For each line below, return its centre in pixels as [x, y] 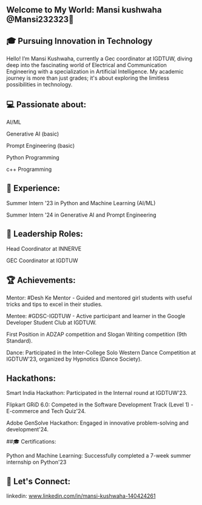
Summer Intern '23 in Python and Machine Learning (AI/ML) [81, 203]
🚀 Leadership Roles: [45, 234]
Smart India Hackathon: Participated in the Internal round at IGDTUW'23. [97, 393]
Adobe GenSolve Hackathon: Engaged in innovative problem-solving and [98, 423]
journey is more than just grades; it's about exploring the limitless [88, 78]
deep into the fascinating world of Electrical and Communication [86, 65]
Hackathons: [31, 378]
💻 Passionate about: [46, 104]
